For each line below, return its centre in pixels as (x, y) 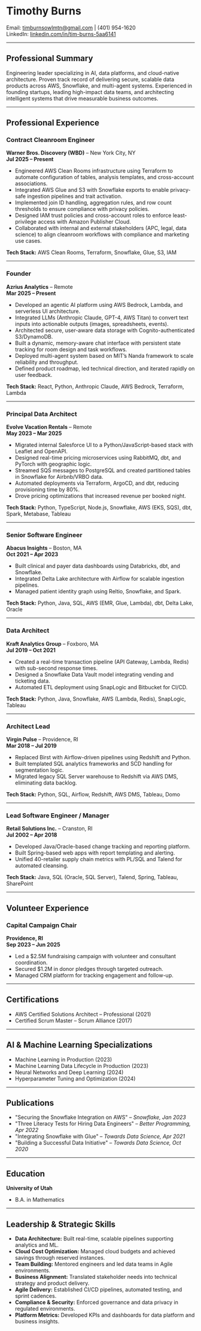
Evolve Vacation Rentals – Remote (49, 427)
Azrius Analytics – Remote (39, 286)
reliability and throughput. (47, 362)
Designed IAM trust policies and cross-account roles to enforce (93, 215)
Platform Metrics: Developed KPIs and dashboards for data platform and (105, 1315)
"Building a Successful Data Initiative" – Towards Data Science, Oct (98, 1143)
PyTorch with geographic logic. (53, 464)
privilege (26, 222)
